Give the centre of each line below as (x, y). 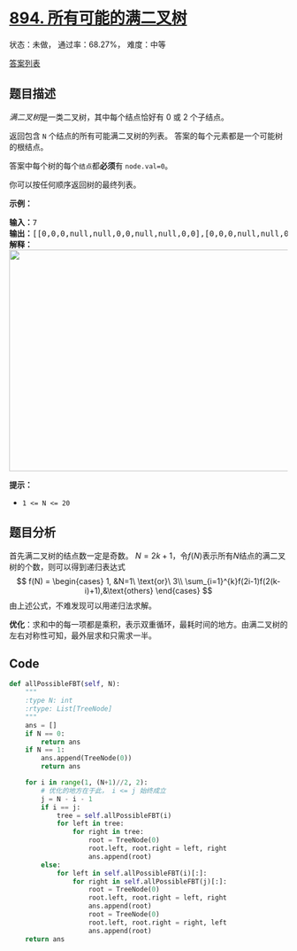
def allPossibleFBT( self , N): (65, 684)
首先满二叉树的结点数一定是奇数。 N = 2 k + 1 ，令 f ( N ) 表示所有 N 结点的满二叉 (147, 556)
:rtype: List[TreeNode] (69, 709)
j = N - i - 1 (67, 799)
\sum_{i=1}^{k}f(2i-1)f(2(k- (233, 581)
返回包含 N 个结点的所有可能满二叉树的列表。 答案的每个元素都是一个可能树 (146, 136)
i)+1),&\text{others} (119, 590)
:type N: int (49, 701)
